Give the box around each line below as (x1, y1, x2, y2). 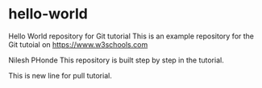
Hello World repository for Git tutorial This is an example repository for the (8, 31, 255, 41)
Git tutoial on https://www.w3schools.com (8, 39, 148, 49)
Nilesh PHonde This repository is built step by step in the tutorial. (8, 55, 224, 65)
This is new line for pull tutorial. (8, 70, 113, 80)
